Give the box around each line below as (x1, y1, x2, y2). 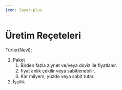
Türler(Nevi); (5, 47, 32, 53)
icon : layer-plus (5, 7, 43, 13)
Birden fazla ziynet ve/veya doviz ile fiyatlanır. (20, 62, 117, 68)
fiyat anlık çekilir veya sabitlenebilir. (20, 67, 96, 74)
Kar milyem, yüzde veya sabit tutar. (20, 73, 95, 79)
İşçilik (12, 78, 25, 85)
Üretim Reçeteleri (5, 29, 81, 41)
